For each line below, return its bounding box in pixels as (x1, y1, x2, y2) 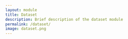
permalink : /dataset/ (5, 21, 51, 27)
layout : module (5, 7, 37, 13)
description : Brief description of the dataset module (5, 17, 123, 22)
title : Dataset (5, 12, 37, 17)
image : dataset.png (5, 26, 47, 31)
